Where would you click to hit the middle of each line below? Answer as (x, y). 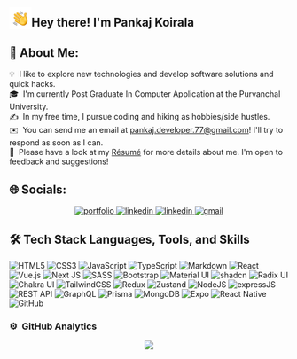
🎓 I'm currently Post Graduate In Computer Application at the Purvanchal (145, 94)
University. (29, 107)
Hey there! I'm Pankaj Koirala (113, 23)
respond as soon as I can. (56, 143)
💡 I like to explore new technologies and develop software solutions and (141, 74)
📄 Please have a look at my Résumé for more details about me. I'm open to (146, 152)
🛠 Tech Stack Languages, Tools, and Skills (129, 240)
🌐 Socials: (38, 189)
